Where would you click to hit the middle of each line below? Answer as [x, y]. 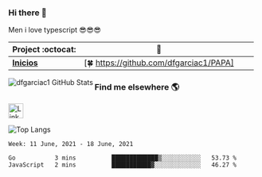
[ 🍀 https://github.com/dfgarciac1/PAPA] [159, 63]
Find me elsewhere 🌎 [137, 87]
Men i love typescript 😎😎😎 [55, 30]
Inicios [25, 63]
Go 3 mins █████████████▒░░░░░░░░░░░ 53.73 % [123, 158]
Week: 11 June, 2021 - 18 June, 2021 [71, 144]
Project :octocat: [44, 49]
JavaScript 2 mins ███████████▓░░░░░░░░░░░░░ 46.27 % [123, 165]
